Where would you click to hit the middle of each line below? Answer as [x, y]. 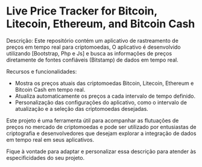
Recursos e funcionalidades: [42, 71]
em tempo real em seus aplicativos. [50, 139]
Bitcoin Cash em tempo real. [50, 89]
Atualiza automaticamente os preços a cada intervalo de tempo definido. [105, 96]
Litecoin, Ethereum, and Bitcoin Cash [101, 24]
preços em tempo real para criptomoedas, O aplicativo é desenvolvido [93, 47]
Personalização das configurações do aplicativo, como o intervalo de [101, 102]
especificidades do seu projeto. [46, 157]
